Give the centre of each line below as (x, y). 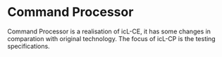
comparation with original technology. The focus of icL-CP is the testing (112, 38)
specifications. (29, 46)
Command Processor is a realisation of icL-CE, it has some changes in (109, 31)
